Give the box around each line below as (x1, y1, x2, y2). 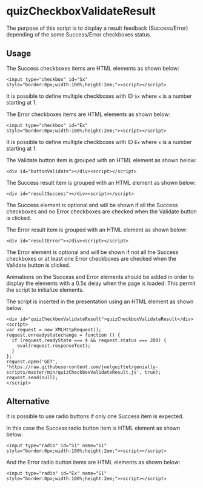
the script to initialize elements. (6, 286, 84, 293)
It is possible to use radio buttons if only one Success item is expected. (6, 412, 184, 420)
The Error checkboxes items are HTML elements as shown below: (6, 111, 171, 118)
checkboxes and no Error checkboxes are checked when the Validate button (6, 208, 197, 215)
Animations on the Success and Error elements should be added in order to (6, 273, 194, 280)
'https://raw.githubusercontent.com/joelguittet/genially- (6, 363, 159, 370)
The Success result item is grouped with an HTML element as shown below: (6, 179, 196, 186)
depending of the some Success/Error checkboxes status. (6, 30, 151, 38)
